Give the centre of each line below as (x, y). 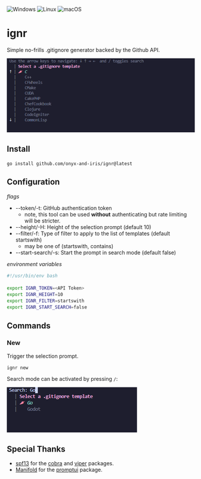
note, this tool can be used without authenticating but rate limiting (106, 214)
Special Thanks (36, 449)
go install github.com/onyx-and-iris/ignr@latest (70, 164)
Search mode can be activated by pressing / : (62, 379)
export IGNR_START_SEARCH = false (47, 307)
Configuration (33, 182)
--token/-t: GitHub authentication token (64, 208)
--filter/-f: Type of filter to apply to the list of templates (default (93, 233)
